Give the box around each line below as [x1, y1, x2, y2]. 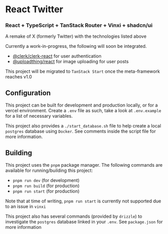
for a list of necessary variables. [5, 113, 73, 119]
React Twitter [5, 4, 63, 15]
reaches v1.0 [5, 74, 32, 80]
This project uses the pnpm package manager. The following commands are [5, 162, 163, 168]
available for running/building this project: [5, 167, 93, 174]
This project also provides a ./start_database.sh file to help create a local [5, 123, 161, 129]
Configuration [5, 88, 51, 97]
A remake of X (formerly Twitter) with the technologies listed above [5, 33, 147, 39]
